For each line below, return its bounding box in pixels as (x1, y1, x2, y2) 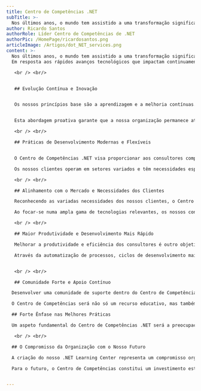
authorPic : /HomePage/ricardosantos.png (6, 36, 109, 42)
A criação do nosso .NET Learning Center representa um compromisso (11, 355, 186, 361)
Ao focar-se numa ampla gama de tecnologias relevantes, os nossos (14, 209, 186, 215)
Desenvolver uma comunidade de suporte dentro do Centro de (11, 290, 165, 296)
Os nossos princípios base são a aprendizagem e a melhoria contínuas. (14, 102, 197, 108)
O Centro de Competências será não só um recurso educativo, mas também (11, 301, 197, 307)
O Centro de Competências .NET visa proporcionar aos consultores (14, 155, 184, 161)
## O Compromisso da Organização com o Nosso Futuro (11, 344, 146, 350)
